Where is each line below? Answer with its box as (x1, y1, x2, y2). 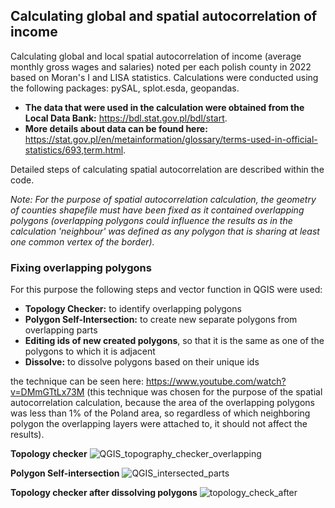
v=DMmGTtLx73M (10, 386, 85, 398)
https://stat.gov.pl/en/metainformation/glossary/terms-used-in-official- (24, 133, 318, 145)
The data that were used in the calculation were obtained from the (24, 101, 305, 113)
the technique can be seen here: (10, 375, 144, 388)
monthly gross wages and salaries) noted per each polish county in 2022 (10, 60, 312, 73)
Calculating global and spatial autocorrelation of (10, 8, 318, 25)
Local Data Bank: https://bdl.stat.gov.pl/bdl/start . (24, 112, 228, 124)
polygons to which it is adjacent (24, 345, 156, 358)
